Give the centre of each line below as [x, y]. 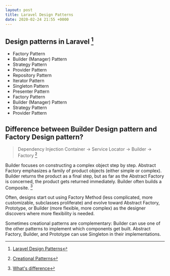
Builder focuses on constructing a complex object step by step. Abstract [80, 165]
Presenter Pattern [31, 91]
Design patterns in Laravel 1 [49, 41]
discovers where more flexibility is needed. [50, 214]
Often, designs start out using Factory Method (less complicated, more [79, 197]
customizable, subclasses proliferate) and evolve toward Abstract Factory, [83, 203]
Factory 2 [27, 155]
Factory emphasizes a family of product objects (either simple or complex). [83, 170]
